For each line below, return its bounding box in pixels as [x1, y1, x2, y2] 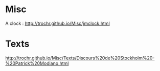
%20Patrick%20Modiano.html [5, 60, 69, 66]
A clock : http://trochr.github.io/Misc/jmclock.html [5, 20, 110, 26]
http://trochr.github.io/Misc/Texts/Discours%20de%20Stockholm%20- [5, 55, 155, 61]
